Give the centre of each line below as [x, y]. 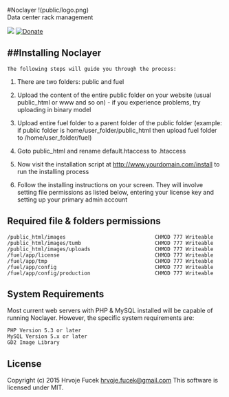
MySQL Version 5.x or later [47, 336]
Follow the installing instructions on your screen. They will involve [110, 184]
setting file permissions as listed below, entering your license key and [116, 192]
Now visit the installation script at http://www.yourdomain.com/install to [118, 164]
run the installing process [53, 171]
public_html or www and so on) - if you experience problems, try [109, 102]
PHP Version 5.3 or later [44, 331]
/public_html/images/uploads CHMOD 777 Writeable [110, 249]
